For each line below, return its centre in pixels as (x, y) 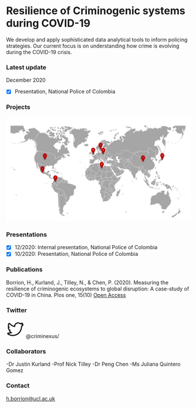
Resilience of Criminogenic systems (96, 11)
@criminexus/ (43, 336)
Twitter (17, 310)
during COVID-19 (48, 23)
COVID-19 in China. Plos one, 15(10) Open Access (66, 295)
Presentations (27, 235)
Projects (18, 107)
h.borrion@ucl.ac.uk (31, 399)
